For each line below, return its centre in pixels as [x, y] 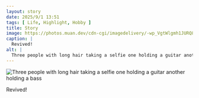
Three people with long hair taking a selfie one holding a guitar [97, 55]
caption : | [20, 39]
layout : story [24, 11]
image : [14, 33]
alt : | [14, 50]
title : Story [22, 28]
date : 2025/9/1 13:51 [33, 17]
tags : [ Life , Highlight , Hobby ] [49, 22]
